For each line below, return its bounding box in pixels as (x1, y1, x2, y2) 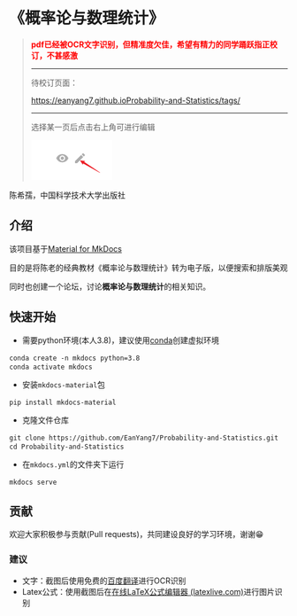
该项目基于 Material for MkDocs (9, 243, 122, 253)
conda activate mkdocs (9, 363, 93, 371)
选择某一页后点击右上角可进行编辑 (30, 121, 156, 132)
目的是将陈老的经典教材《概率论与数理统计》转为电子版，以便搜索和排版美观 (9, 262, 288, 273)
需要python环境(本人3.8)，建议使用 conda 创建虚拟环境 (21, 334, 219, 346)
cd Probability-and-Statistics (9, 442, 125, 451)
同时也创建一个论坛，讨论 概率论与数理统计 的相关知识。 (9, 281, 210, 292)
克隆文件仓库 (21, 414, 69, 425)
